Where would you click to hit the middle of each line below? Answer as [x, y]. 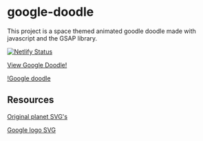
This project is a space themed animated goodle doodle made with [101, 31]
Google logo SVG [32, 130]
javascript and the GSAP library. [52, 38]
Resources [31, 100]
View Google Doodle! [37, 65]
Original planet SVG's [37, 116]
